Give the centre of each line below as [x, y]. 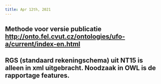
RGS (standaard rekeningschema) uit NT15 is [74, 61]
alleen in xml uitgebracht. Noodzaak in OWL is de [80, 68]
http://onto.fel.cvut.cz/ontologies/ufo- [65, 37]
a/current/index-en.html [43, 44]
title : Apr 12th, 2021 [28, 9]
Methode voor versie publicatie [53, 29]
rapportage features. [37, 76]
